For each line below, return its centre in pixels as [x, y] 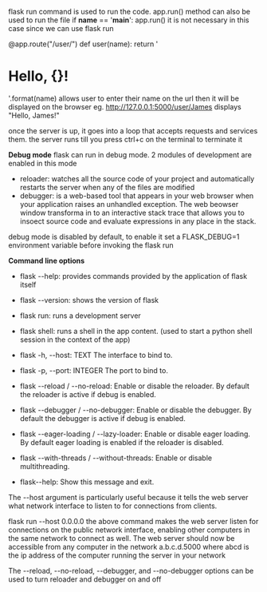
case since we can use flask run [61, 28]
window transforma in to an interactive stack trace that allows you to [132, 213]
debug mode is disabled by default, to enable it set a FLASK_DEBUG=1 [124, 236]
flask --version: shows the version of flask [89, 300]
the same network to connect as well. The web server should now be [122, 538]
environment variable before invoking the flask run [91, 245]
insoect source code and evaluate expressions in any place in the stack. [138, 221]
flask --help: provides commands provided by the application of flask [133, 276]
